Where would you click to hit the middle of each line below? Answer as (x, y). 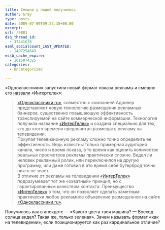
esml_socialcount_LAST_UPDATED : (38, 46)
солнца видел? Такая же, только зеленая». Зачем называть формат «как (82, 217)
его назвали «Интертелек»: (34, 93)
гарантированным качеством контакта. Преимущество (76, 186)
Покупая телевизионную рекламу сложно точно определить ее (84, 139)
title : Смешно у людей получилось (41, 10)
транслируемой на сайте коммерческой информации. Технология (87, 118)
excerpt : (14, 28)
